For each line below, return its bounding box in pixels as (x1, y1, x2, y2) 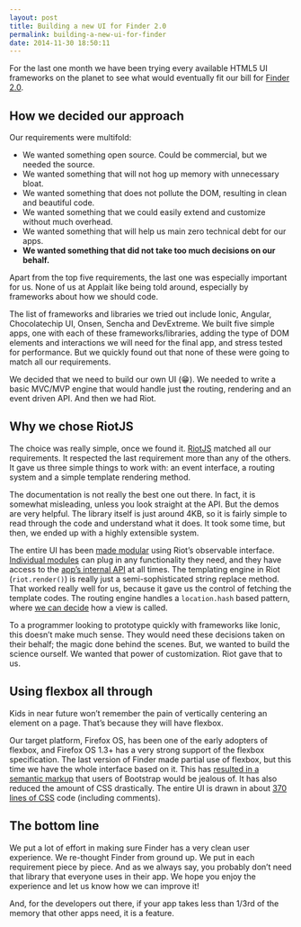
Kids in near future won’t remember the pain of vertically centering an (9, 707, 268, 718)
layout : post (9, 13, 58, 22)
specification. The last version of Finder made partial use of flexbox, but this (9, 753, 292, 765)
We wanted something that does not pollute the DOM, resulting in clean (22, 188, 288, 199)
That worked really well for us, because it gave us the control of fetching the (9, 582, 292, 594)
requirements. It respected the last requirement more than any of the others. (9, 452, 292, 463)
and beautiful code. (22, 197, 95, 208)
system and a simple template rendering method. (9, 472, 191, 482)
